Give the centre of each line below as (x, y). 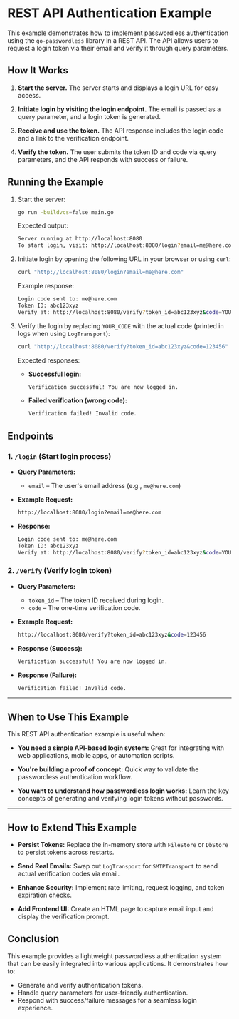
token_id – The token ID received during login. (96, 600)
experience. (35, 1008)
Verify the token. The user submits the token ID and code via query (117, 152)
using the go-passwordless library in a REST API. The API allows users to (113, 40)
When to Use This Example (68, 717)
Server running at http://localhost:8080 (80, 239)
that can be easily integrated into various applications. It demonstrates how (118, 963)
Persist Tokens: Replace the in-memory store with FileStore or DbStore (123, 845)
